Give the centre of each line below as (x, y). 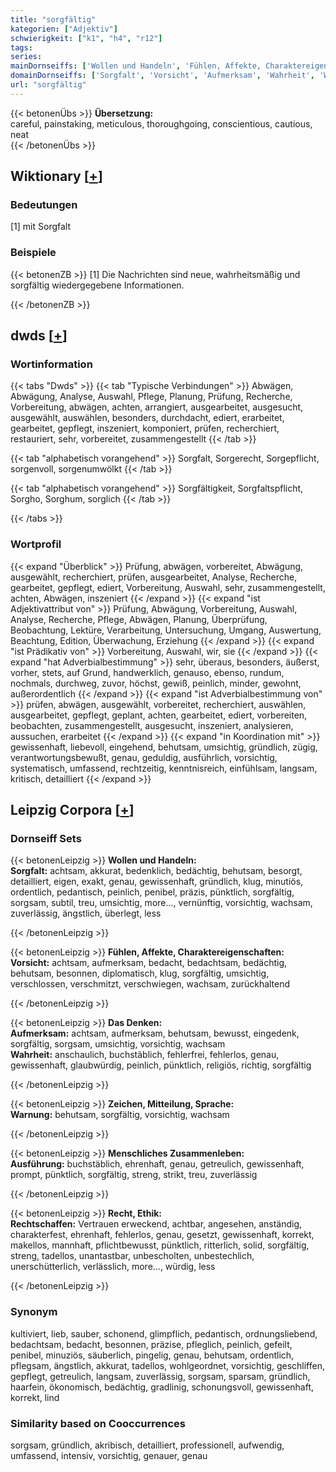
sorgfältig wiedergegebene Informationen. (97, 285)
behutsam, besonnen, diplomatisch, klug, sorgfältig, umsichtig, (140, 973)
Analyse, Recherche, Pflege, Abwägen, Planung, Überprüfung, (139, 619)
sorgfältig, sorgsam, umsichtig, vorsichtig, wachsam (118, 1044)
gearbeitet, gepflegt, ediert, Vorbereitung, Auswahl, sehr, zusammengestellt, (168, 587)
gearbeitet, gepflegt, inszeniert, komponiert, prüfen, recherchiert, (145, 428)
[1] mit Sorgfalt (41, 227)
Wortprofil (36, 544)
